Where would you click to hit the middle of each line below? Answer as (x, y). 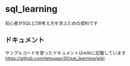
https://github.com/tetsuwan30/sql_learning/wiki (55, 58)
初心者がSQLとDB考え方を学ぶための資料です (52, 23)
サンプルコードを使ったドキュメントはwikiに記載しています (65, 53)
